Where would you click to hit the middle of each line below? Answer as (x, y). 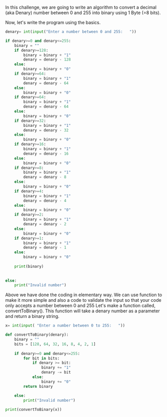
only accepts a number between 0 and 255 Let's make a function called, (80, 306)
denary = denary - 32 (46, 130)
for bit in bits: (41, 358)
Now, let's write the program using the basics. (53, 22)
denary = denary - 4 (45, 201)
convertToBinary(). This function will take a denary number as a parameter (82, 311)
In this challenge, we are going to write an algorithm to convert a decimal (81, 7)
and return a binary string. (32, 316)
